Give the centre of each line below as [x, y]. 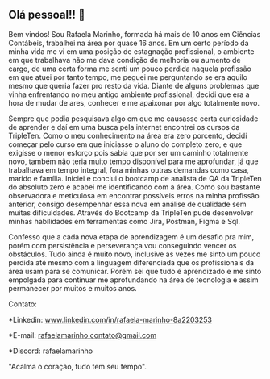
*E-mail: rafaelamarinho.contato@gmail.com [83, 335]
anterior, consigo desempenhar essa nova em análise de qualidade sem [128, 204]
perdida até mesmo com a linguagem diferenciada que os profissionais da [131, 262]
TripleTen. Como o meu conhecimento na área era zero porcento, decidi [128, 135]
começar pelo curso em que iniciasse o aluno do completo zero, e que [125, 144]
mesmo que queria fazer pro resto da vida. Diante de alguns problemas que [134, 85]
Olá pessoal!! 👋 [47, 15]
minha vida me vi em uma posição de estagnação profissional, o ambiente [131, 51]
